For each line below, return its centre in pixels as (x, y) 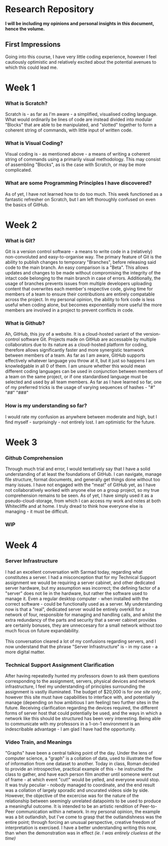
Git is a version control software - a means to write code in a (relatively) (79, 251)
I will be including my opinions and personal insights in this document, (79, 23)
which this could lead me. (32, 67)
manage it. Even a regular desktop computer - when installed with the (77, 599)
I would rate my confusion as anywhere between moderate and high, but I (81, 416)
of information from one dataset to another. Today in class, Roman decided (82, 764)
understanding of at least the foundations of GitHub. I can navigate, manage (83, 474)
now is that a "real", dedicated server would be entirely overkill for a (75, 609)
